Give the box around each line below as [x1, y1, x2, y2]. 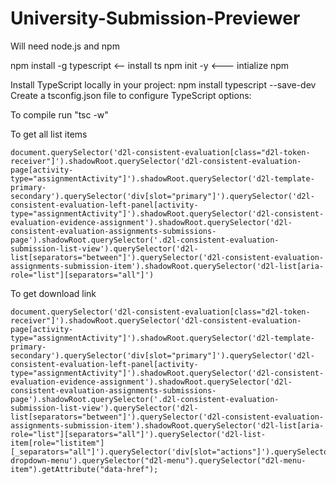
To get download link [10, 287, 97, 299]
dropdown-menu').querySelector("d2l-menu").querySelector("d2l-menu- [10, 455, 307, 466]
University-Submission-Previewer [10, 7, 301, 30]
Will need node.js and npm [10, 40, 120, 52]
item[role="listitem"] [10, 438, 105, 448]
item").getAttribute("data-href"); [10, 464, 159, 474]
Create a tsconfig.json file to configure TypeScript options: [10, 89, 252, 101]
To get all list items [10, 128, 88, 140]
